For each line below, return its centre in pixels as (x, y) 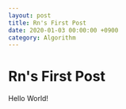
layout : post (30, 15)
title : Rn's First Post (48, 23)
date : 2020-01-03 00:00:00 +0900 (63, 30)
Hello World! (29, 99)
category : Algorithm (42, 38)
